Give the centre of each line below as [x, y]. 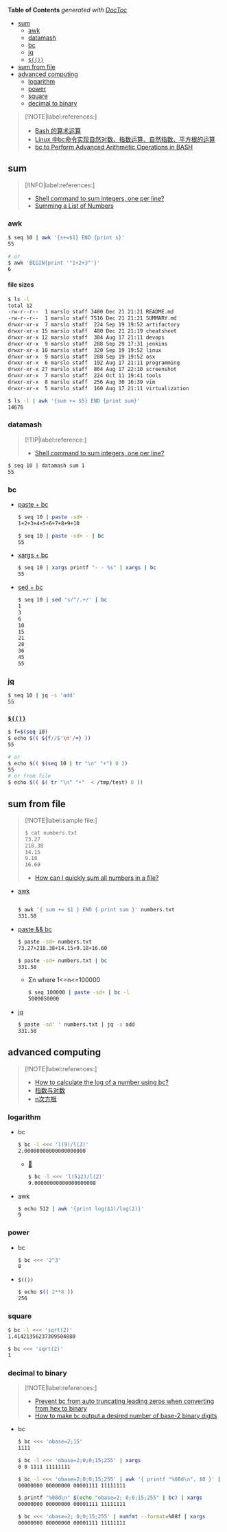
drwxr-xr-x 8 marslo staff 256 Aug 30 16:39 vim [82, 382]
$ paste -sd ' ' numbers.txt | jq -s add [76, 1025]
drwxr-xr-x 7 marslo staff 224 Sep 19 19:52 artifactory [94, 325]
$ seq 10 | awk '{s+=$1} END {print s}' [67, 238]
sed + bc [30, 587]
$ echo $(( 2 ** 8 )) [46, 1292]
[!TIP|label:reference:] [56, 440]
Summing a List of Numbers [74, 206]
